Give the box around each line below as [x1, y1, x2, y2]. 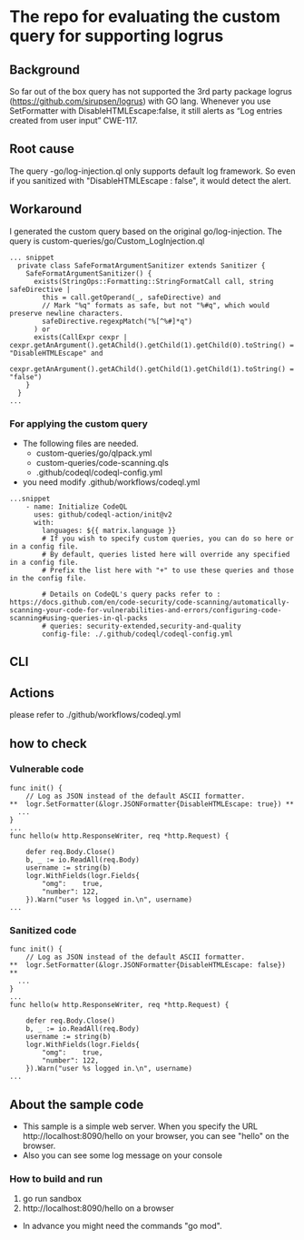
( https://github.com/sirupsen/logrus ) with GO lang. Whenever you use [9, 96, 271, 106]
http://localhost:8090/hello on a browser [22, 1203, 174, 1214]
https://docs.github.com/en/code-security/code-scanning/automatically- [9, 598, 290, 607]
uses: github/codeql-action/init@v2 [33, 509, 172, 519]
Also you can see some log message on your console [22, 1149, 222, 1161]
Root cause [9, 141, 75, 156]
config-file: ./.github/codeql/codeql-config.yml [42, 630, 233, 639]
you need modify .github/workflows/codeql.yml [22, 476, 201, 488]
